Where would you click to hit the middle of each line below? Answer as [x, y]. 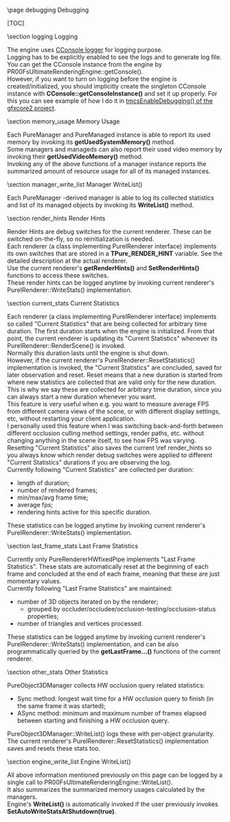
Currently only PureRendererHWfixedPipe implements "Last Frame [101, 559]
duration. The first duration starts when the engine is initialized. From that [111, 331]
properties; [43, 616]
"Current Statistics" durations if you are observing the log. [89, 462]
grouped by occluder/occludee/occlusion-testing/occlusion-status [122, 609]
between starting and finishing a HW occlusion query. [93, 720]
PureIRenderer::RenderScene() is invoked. [66, 345]
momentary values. [34, 581]
